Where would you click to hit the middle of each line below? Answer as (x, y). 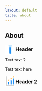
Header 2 (26, 82)
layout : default (21, 10)
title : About (18, 15)
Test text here (19, 69)
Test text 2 (16, 60)
